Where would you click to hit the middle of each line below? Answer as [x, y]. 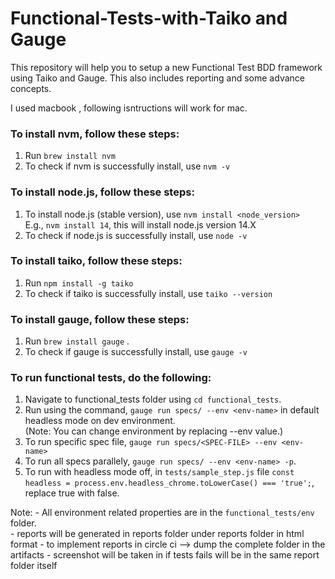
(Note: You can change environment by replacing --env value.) [154, 431]
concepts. [31, 88]
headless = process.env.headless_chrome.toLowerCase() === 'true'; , [169, 483]
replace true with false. [72, 493]
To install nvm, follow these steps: [95, 134]
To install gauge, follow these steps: [100, 319]
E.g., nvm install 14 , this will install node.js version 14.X [140, 224]
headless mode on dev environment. [100, 421]
